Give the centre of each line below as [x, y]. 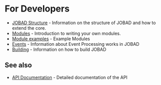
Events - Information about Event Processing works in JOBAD [76, 44]
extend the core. [29, 28]
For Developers [37, 9]
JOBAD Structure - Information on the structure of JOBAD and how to [84, 23]
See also [18, 65]
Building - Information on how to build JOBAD [59, 49]
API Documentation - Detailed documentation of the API [70, 77]
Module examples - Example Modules [51, 39]
